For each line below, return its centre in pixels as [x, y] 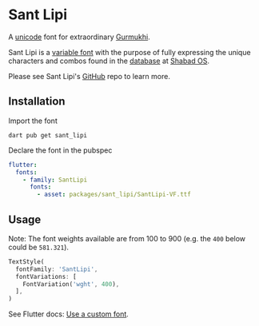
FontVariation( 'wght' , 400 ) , [71, 284]
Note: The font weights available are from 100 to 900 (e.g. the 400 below [127, 238]
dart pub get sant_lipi [48, 135]
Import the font [33, 121]
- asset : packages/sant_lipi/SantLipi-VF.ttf [114, 195]
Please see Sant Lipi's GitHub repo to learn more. [89, 76]
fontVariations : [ [46, 276]
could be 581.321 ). [39, 247]
